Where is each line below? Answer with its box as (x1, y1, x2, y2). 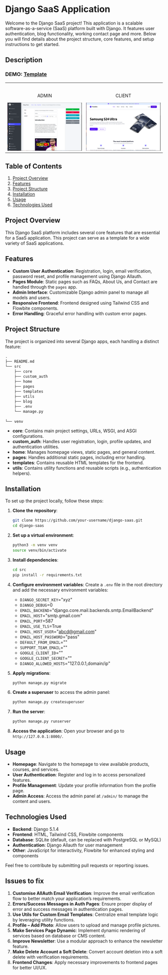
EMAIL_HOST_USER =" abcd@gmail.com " (19, 628, 97, 634)
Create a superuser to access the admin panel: (12, 689, 110, 695)
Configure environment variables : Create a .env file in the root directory (12, 581, 162, 587)
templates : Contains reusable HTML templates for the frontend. (12, 459, 144, 466)
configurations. (12, 433, 44, 439)
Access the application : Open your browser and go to (12, 728, 124, 734)
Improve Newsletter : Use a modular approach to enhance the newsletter (12, 938, 163, 944)
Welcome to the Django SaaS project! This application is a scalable (5, 20, 143, 26)
